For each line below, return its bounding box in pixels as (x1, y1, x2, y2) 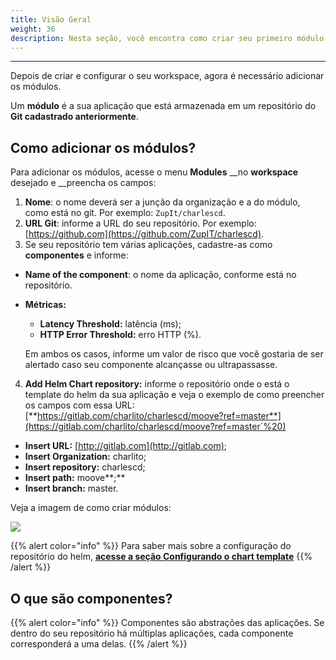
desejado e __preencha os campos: (10, 177, 157, 189)
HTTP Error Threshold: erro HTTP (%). (39, 329, 202, 341)
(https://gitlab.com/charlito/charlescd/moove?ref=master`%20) (24, 421, 287, 433)
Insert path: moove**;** (24, 472, 126, 484)
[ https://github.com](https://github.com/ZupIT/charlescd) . (24, 228, 265, 240)
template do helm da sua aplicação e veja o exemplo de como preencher (24, 389, 325, 401)
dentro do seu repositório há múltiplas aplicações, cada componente (10, 627, 294, 639)
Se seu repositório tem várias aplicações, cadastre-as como (24, 239, 273, 251)
